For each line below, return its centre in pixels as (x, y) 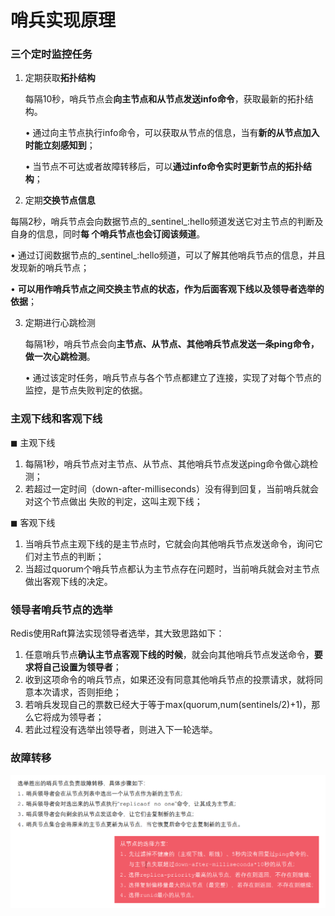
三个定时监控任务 (51, 54)
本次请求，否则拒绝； (77, 692)
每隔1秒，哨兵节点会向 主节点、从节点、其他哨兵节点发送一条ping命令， (172, 344)
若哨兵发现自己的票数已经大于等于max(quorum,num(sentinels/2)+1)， (168, 705)
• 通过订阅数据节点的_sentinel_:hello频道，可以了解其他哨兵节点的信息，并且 (168, 255)
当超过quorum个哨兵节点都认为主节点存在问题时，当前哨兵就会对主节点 (172, 568)
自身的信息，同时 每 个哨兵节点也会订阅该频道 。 (108, 234)
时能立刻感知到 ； (60, 145)
